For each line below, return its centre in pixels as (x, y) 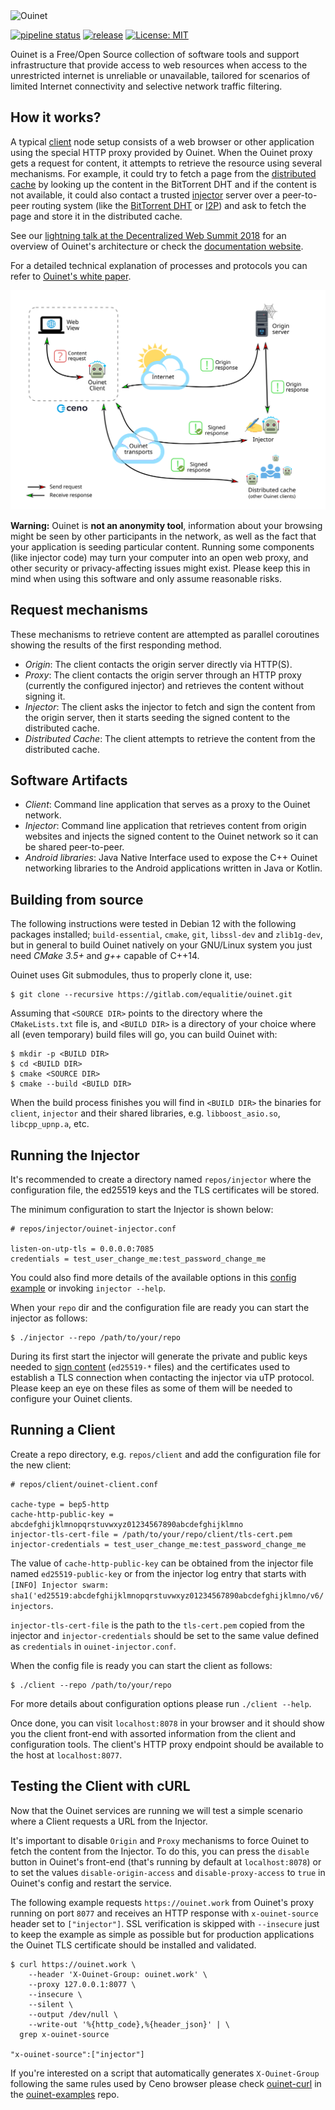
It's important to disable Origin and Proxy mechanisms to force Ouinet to (160, 1840)
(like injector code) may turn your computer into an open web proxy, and (159, 557)
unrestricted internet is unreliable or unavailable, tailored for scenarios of (160, 75)
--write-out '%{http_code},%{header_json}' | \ (129, 2024)
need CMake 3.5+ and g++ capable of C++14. (105, 956)
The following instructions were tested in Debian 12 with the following (153, 924)
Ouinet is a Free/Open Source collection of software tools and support (155, 54)
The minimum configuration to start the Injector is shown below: (142, 1209)
